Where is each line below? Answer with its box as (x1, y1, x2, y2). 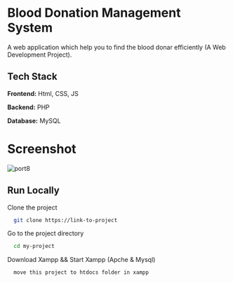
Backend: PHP (7, 103, 51, 111)
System (7, 20, 53, 36)
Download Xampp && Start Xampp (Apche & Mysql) (7, 256, 156, 264)
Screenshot (7, 141, 76, 157)
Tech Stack (7, 71, 58, 83)
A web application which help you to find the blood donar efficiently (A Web (7, 43, 226, 51)
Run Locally (7, 184, 60, 197)
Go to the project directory (7, 229, 84, 237)
